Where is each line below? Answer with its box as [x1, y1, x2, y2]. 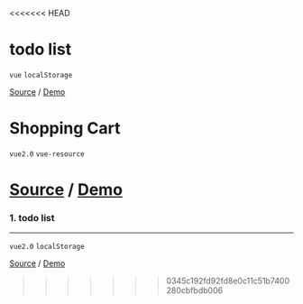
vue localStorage [9, 70, 73, 79]
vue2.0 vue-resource [9, 149, 85, 159]
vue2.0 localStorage [9, 243, 85, 252]
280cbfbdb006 [166, 285, 224, 296]
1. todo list [9, 211, 55, 224]
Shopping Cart [9, 118, 121, 139]
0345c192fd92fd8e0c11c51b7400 [166, 275, 290, 287]
